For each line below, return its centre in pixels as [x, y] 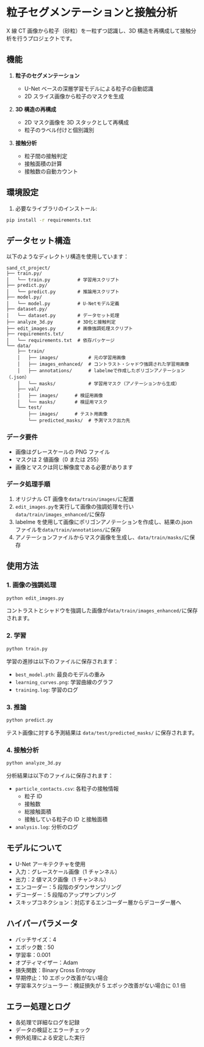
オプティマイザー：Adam [46, 962]
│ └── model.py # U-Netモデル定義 [63, 304]
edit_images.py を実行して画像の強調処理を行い [75, 506]
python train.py [27, 649]
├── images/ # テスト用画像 [68, 414]
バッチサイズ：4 [36, 939]
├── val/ [28, 389]
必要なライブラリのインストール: [56, 208]
